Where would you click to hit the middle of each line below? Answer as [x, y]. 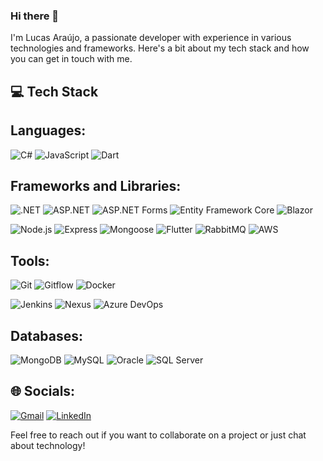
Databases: [47, 335]
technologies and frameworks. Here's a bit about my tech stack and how [160, 48]
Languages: [48, 130]
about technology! [48, 445]
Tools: [30, 260]
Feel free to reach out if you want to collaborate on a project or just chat [158, 435]
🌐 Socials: [43, 391]
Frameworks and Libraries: [96, 185]
